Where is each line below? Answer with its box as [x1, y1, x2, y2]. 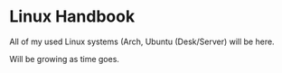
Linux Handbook [9, 6, 136, 27]
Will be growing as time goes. [9, 53, 120, 64]
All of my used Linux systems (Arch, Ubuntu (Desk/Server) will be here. [9, 36, 275, 47]
